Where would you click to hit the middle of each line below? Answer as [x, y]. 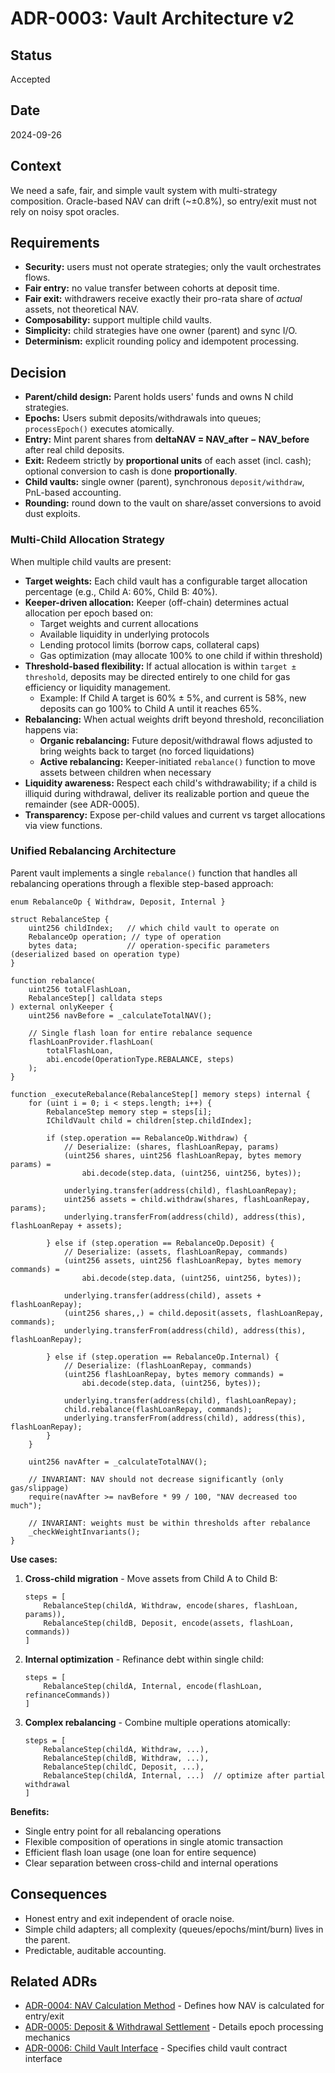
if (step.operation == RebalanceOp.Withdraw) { [147, 1138]
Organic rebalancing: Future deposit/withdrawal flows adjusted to [176, 740]
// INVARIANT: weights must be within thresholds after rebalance [169, 1523]
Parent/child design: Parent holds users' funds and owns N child [159, 397]
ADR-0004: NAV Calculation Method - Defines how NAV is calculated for [174, 2006]
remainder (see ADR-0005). [82, 804]
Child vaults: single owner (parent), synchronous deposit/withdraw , [164, 482]
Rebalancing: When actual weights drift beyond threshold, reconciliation [174, 719]
